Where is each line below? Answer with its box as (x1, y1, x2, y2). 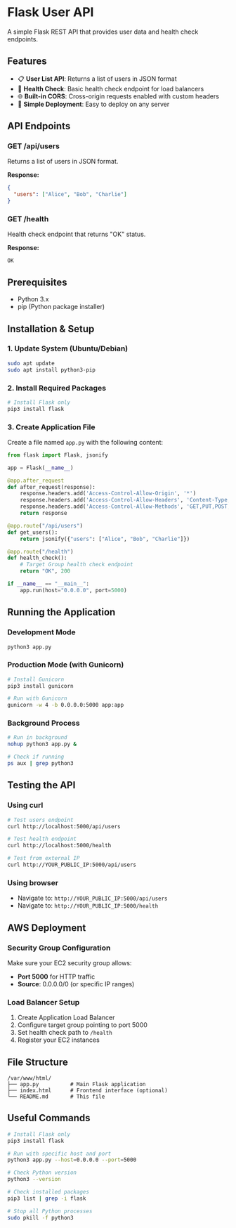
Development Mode (7, 627, 76, 637)
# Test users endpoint (7, 816, 74, 823)
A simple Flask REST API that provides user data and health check (7, 27, 199, 36)
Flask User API (7, 4, 94, 20)
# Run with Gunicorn (7, 695, 68, 703)
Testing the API (7, 779, 76, 791)
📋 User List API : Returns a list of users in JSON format (17, 74, 177, 83)
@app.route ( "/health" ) (7, 548, 74, 555)
